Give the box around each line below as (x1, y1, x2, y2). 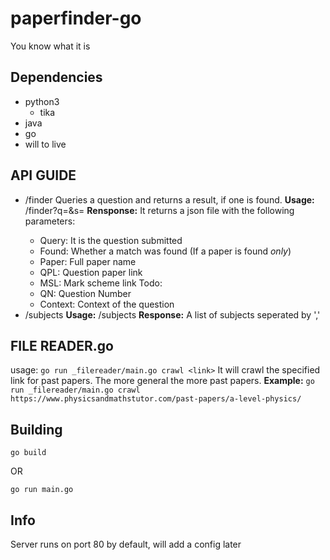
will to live (24, 138, 67, 150)
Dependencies (10, 69, 103, 86)
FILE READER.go (10, 337, 114, 354)
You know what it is (10, 40, 91, 52)
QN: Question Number (39, 287, 132, 299)
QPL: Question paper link (39, 266, 143, 278)
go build (10, 448, 47, 458)
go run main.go (10, 485, 74, 495)
